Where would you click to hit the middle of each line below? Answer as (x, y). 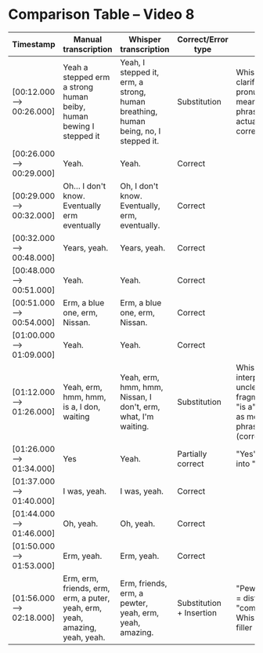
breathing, (139, 111)
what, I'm (137, 416)
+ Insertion (197, 612)
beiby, (74, 106)
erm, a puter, (86, 598)
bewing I (79, 126)
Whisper (145, 39)
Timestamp (34, 44)
